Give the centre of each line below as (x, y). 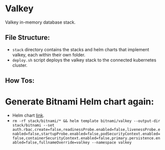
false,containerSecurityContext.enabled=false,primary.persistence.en (86, 138)
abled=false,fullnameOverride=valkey (51, 143)
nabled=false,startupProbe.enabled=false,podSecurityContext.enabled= (86, 134)
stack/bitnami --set (33, 125)
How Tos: (20, 81)
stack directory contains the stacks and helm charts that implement (81, 49)
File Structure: (28, 38)
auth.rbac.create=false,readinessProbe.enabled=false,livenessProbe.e (86, 130)
